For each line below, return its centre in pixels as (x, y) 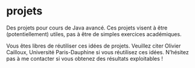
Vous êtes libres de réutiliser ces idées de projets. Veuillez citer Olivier (94, 46)
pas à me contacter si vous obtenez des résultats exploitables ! (85, 58)
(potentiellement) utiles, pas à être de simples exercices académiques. (94, 34)
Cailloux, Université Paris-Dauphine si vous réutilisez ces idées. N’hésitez (97, 52)
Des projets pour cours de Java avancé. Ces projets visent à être (87, 28)
